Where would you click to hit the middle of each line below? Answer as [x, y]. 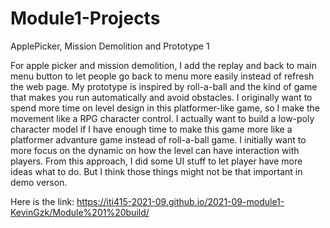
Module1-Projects [85, 18]
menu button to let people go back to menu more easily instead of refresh [162, 76]
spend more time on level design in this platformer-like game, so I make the [165, 108]
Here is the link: [42, 201]
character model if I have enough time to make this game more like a [151, 129]
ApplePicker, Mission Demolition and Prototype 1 [110, 46]
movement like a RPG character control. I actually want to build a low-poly [162, 118]
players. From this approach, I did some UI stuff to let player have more [156, 161]
